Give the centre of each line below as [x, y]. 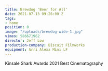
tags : [10, 18]
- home [12, 23]
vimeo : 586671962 [22, 36]
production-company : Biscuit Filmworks [45, 45]
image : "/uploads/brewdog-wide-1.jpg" [44, 32]
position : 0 [17, 27]
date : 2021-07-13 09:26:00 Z [34, 14]
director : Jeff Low [25, 41]
